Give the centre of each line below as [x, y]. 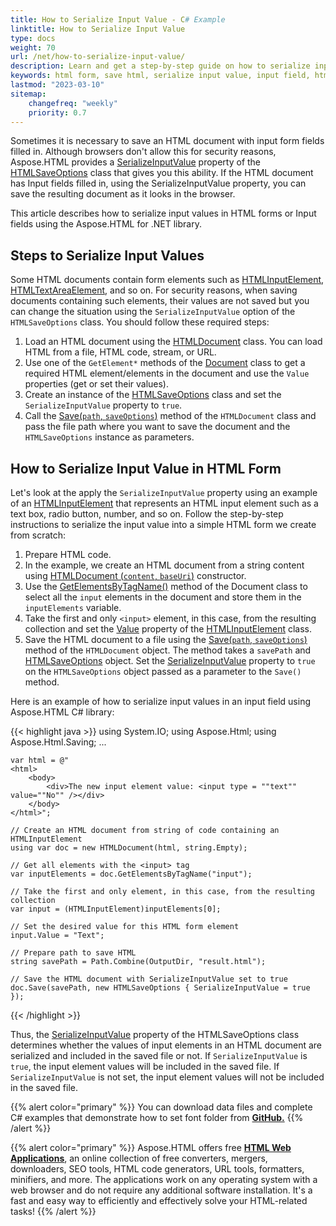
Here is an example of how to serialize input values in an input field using [160, 701]
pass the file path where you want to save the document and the [157, 427]
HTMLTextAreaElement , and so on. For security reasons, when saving [154, 290]
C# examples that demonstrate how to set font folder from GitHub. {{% [157, 1117]
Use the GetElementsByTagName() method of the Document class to [166, 586]
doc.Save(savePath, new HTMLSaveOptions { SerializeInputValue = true [160, 988]
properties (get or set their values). [97, 384]
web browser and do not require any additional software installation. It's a [161, 1190]
